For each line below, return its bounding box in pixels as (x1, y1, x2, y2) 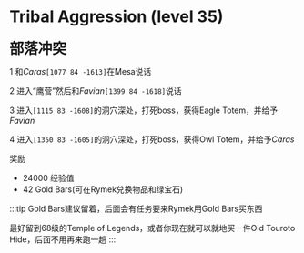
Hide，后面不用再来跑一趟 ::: (9, 234, 117, 245)
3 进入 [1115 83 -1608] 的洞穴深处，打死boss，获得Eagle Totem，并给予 (9, 105, 279, 116)
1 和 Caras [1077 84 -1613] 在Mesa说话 (9, 66, 152, 76)
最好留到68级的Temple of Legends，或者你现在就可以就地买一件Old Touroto (9, 222, 296, 233)
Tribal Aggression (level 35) (9, 6, 224, 27)
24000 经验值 (22, 172, 75, 183)
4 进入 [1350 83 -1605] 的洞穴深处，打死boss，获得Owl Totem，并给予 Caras (9, 134, 295, 145)
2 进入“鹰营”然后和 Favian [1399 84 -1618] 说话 (9, 85, 182, 96)
